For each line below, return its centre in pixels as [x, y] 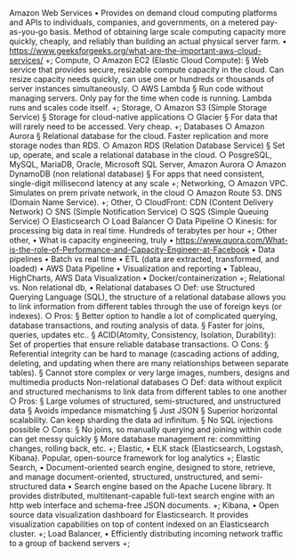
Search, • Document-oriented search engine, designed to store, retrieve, [142, 467]
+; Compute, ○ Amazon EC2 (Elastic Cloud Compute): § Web [157, 60]
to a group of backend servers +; [70, 543]
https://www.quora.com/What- [232, 240]
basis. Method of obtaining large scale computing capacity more [168, 32]
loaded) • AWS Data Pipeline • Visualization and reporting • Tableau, [135, 268]
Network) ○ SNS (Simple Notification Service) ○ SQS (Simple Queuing [139, 212]
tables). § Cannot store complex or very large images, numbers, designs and [149, 373]
